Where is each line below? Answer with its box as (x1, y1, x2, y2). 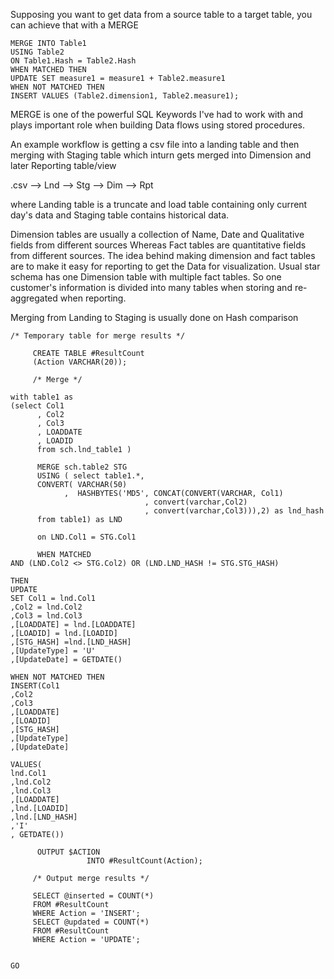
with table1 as (10, 392, 74, 402)
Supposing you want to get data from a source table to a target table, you (10, 9, 313, 20)
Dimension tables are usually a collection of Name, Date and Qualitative (10, 229, 305, 240)
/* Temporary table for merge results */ (10, 331, 186, 341)
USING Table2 (10, 47, 65, 57)
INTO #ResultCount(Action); (86, 856, 203, 866)
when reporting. (59, 292, 127, 304)
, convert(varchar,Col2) (144, 497, 248, 507)
